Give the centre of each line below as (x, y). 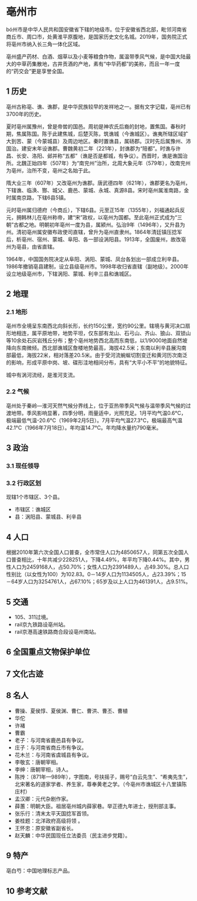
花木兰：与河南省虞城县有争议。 (53, 754)
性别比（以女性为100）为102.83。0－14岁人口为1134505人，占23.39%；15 (96, 574)
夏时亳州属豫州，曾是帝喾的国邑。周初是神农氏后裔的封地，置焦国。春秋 (93, 126)
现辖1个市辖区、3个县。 (35, 497)
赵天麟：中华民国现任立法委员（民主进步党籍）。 (72, 835)
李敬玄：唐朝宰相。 (38, 762)
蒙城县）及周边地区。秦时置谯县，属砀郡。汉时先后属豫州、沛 (116, 141)
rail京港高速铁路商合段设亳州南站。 (57, 631)
